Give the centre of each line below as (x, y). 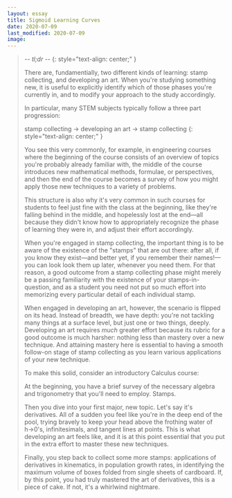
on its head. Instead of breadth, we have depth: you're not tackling (119, 316)
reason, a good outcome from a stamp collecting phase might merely (123, 273)
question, (37, 287)
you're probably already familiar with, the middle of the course (113, 164)
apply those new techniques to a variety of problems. (100, 187)
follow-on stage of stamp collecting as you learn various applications (123, 352)
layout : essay (28, 14)
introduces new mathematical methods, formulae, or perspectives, (119, 172)
